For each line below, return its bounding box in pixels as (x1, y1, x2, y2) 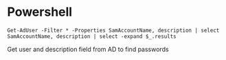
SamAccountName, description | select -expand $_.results (7, 32, 177, 40)
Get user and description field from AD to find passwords (7, 45, 170, 53)
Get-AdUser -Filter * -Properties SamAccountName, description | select (7, 27, 220, 34)
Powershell (7, 4, 73, 20)
